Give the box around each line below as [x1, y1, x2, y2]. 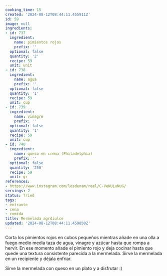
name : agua [14, 77, 37, 82]
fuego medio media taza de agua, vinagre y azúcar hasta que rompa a [5, 240, 150, 246]
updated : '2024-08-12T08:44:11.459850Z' [5, 221, 91, 226]
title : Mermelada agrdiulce [5, 216, 64, 221]
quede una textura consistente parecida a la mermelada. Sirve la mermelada [5, 250, 162, 256]
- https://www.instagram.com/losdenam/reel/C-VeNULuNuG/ [5, 184, 126, 189]
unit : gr [9, 174, 28, 180]
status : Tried [5, 193, 35, 198]
